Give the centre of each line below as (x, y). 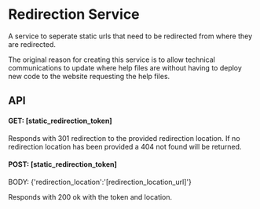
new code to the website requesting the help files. (89, 76)
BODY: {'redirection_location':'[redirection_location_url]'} (100, 182)
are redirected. (32, 44)
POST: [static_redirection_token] (63, 164)
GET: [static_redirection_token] (60, 121)
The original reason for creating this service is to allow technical (112, 59)
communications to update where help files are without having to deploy (125, 67)
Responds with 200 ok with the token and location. (90, 196)
